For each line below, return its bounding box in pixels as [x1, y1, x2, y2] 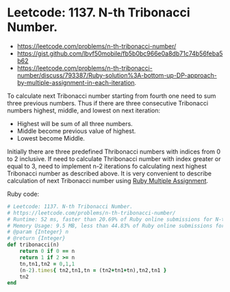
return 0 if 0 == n [19, 248, 75, 255]
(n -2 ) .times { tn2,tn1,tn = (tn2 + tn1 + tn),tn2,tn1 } [19, 267, 167, 273]
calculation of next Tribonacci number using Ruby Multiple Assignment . [7, 176, 209, 184]
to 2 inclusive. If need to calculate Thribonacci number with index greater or [7, 154, 221, 162]
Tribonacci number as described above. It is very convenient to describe [7, 169, 212, 178]
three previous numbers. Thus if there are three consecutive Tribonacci [7, 99, 209, 107]
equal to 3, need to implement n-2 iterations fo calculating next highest [7, 162, 207, 170]
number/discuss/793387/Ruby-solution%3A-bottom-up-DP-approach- [16, 71, 217, 80]
